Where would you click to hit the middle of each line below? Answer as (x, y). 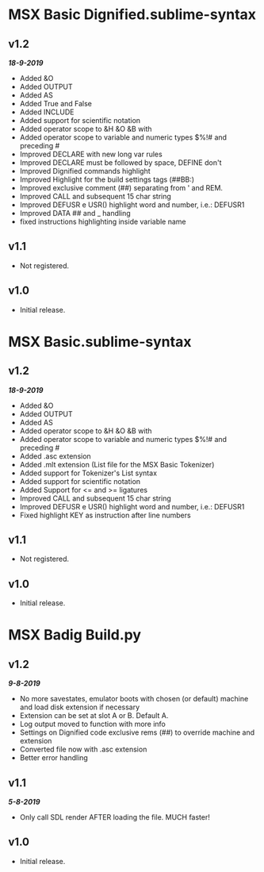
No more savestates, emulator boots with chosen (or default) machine (134, 699)
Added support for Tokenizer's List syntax (88, 473)
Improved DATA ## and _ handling (75, 213)
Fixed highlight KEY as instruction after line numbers (105, 515)
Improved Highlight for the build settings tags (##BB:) (107, 179)
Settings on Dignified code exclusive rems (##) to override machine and (137, 732)
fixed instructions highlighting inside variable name (103, 221)
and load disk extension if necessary (80, 707)
